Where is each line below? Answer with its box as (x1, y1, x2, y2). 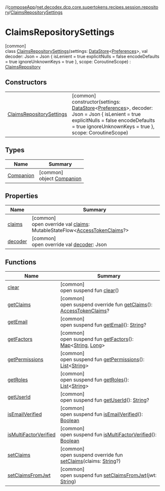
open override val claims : (31, 221, 90, 228)
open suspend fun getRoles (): (60, 377, 129, 384)
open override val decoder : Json (31, 241, 107, 248)
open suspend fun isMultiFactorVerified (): (60, 431, 157, 438)
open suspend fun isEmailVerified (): (60, 411, 143, 418)
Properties (5, 192, 38, 200)
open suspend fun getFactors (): (60, 336, 134, 343)
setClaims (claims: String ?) (60, 458, 121, 465)
